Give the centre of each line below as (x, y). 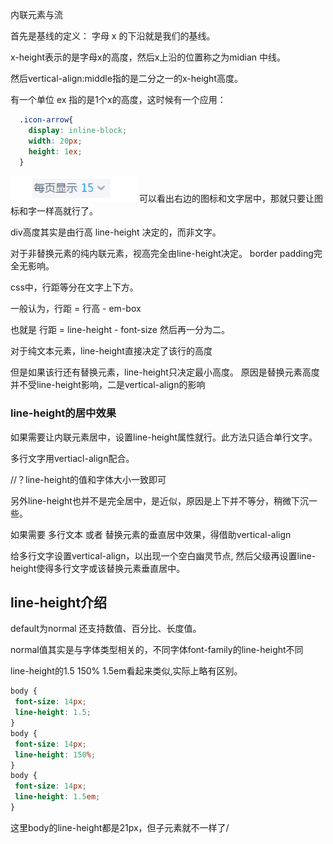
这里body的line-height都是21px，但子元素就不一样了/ (120, 827)
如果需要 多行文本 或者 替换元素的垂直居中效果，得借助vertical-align (151, 534)
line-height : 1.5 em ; (57, 797)
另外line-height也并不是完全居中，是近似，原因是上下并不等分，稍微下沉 (159, 500)
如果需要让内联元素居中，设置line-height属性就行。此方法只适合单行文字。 (164, 437)
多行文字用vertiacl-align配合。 (72, 458)
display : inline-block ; (78, 130)
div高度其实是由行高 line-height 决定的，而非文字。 (116, 232)
